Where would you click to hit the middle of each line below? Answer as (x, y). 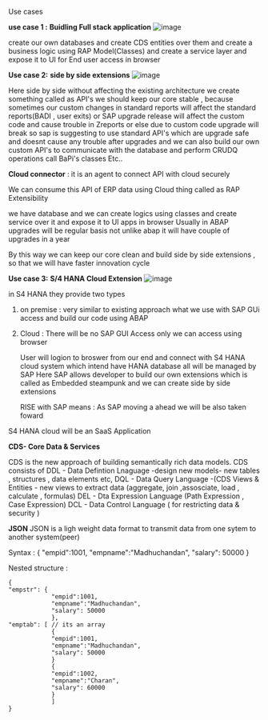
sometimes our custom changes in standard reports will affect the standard (132, 108)
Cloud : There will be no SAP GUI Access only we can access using (131, 334)
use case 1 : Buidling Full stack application (80, 27)
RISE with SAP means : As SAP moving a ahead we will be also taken (133, 407)
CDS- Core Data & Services (54, 446)
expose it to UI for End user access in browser (84, 60)
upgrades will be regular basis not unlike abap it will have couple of (119, 230)
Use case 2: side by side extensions (69, 75)
